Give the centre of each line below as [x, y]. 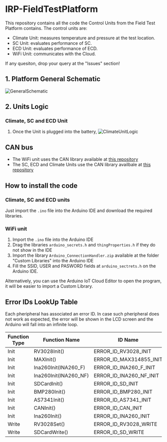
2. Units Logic [27, 107]
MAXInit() [45, 359]
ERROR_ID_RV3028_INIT [123, 351]
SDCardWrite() [51, 433]
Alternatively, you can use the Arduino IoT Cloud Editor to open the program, [83, 281]
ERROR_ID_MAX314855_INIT [128, 359]
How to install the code [42, 185]
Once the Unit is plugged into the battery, [55, 132]
